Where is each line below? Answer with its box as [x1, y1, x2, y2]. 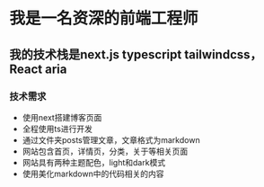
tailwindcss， [183, 47, 262, 62]
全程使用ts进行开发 [22, 123, 92, 134]
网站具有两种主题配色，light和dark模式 [22, 156, 166, 167]
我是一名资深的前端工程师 [9, 8, 199, 29]
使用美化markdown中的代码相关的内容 [22, 168, 164, 179]
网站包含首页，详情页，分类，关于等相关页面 [22, 146, 189, 156]
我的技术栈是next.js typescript [9, 47, 182, 62]
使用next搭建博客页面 [22, 111, 102, 122]
